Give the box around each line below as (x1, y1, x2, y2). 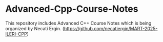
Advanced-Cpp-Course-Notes (5, 3, 138, 15)
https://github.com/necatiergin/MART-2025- (64, 25, 158, 31)
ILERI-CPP (5, 31, 27, 37)
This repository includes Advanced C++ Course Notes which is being (5, 20, 152, 26)
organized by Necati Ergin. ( (5, 25, 65, 31)
